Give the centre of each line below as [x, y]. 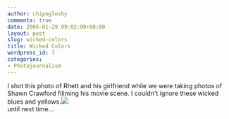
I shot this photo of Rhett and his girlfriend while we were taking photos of [115, 85]
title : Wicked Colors [39, 46]
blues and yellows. [34, 101]
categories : [25, 59]
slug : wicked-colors [38, 40]
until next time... [31, 108]
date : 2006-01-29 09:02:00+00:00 [56, 27]
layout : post [26, 33]
